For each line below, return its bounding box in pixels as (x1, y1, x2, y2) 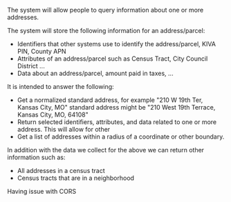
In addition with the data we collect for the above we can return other (7, 146, 205, 154)
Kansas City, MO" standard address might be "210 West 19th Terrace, (17, 103, 216, 111)
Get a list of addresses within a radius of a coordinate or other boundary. (17, 132, 225, 141)
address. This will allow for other (17, 125, 111, 133)
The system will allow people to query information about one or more (7, 6, 204, 14)
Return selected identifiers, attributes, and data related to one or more (17, 118, 216, 126)
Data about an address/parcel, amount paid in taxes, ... (17, 69, 174, 77)
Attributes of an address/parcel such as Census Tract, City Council (17, 54, 208, 63)
